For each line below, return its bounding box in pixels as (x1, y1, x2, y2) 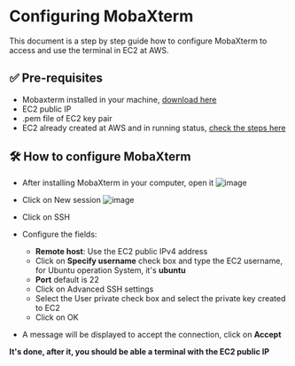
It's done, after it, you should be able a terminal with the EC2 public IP (9, 346, 270, 356)
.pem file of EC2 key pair (21, 113, 113, 123)
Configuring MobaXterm (9, 6, 194, 27)
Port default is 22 (35, 274, 99, 284)
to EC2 (35, 302, 60, 313)
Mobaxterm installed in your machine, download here (21, 94, 217, 105)
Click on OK (35, 312, 79, 323)
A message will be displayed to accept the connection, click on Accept (21, 329, 282, 339)
